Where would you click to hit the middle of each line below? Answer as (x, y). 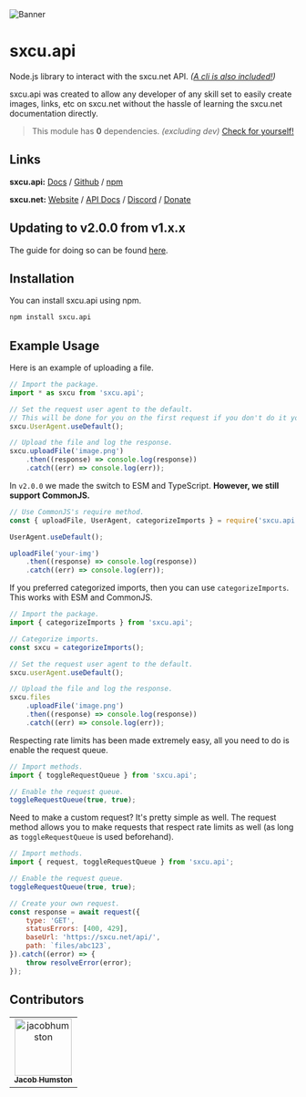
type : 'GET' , (51, 920)
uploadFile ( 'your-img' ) (55, 554)
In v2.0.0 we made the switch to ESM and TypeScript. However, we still (144, 485)
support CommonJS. (50, 495)
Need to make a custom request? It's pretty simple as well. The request (143, 818)
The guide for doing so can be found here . (89, 250)
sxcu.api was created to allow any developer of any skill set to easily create (151, 94)
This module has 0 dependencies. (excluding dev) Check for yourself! (163, 130)
